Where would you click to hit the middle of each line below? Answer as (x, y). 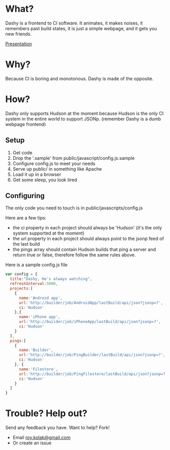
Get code (22, 152)
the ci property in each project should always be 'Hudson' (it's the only (87, 228)
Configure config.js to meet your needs (54, 163)
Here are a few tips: (26, 218)
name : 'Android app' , (41, 298)
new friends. (18, 34)
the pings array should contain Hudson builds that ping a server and (84, 250)
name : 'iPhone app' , (39, 317)
